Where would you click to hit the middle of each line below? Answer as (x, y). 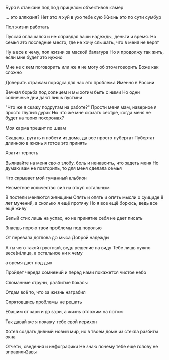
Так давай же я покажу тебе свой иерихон (51, 322)
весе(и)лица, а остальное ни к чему (44, 253)
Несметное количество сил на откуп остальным (58, 188)
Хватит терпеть (22, 153)
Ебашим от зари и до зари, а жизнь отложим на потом (64, 312)
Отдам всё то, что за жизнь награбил (45, 292)
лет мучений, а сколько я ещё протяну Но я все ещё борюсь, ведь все (81, 203)
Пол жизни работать (27, 27)
